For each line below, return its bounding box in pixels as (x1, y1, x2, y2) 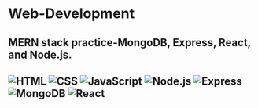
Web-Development (8, 5, 135, 23)
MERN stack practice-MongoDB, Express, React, (8, 36, 251, 49)
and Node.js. (8, 48, 72, 61)
